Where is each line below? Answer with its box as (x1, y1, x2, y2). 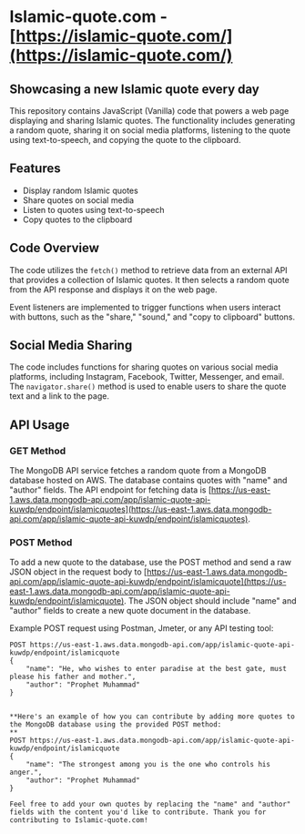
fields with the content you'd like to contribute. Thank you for (9, 808, 267, 817)
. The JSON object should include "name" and (124, 595, 297, 606)
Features (9, 161, 61, 177)
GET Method (9, 444, 66, 457)
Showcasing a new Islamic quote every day (9, 81, 259, 97)
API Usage (9, 417, 70, 432)
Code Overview (9, 240, 100, 256)
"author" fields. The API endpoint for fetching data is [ (9, 484, 212, 495)
